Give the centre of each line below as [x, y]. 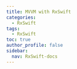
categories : [21, 17]
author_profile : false [35, 46]
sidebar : [17, 51]
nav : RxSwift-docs [35, 56]
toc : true [19, 40]
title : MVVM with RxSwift [38, 12]
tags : [13, 28]
